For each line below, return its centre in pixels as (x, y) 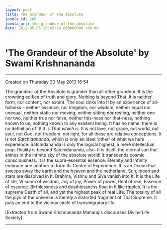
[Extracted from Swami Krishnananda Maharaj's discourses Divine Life (77, 213)
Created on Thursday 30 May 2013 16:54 (47, 82)
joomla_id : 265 (21, 19)
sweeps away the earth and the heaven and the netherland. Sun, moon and (82, 171)
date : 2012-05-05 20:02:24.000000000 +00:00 (52, 28)
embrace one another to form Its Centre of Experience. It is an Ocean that (81, 166)
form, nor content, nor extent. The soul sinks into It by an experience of (78, 102)
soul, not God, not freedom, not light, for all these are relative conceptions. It (83, 134)
